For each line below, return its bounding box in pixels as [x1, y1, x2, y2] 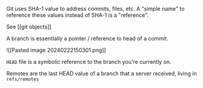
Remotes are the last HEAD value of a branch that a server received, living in [6, 70, 197, 77]
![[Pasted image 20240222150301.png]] [6, 46, 106, 54]
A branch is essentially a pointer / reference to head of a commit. [6, 35, 168, 42]
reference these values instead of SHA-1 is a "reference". [6, 11, 149, 19]
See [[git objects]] [6, 24, 52, 30]
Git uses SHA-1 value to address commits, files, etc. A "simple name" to [6, 5, 185, 12]
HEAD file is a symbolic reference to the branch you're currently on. [6, 58, 171, 65]
